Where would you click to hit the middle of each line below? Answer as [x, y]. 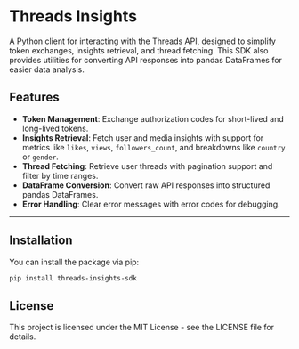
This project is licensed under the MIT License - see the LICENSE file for [141, 328]
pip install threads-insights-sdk [73, 278]
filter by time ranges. [60, 175]
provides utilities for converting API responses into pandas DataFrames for [146, 60]
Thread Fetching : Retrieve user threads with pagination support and [147, 166]
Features [34, 97]
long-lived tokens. [55, 128]
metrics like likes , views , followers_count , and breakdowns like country [154, 147]
